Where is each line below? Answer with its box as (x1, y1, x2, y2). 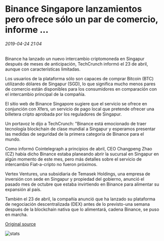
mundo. (5, 136, 21, 143)
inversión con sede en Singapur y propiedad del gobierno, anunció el (5, 176, 144, 182)
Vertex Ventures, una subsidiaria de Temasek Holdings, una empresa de (5, 171, 150, 177)
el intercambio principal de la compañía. (5, 92, 86, 97)
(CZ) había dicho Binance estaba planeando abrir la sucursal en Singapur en (5, 151, 159, 157)
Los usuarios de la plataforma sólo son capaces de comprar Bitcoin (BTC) (5, 76, 154, 82)
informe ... (5, 24, 49, 35)
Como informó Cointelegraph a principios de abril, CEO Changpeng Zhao (5, 146, 153, 152)
